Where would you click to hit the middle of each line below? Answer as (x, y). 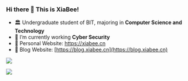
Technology (30, 31)
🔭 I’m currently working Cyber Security (62, 37)
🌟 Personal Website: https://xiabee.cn (60, 43)
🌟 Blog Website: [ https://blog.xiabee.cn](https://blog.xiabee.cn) (91, 50)
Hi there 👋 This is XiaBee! (42, 9)
